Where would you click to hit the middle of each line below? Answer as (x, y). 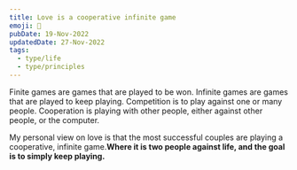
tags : (19, 50)
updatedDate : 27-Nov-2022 (57, 42)
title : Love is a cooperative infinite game (93, 17)
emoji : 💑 (25, 26)
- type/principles (51, 67)
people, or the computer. (55, 120)
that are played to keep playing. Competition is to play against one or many (146, 101)
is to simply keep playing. (57, 156)
